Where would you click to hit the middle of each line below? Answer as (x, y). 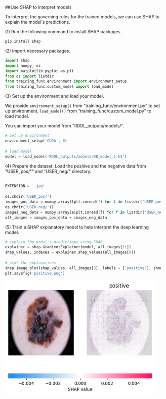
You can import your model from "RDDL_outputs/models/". (65, 126)
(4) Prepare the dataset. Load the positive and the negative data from (76, 166)
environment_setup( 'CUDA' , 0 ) (36, 141)
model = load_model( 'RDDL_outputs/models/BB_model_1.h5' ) (66, 156)
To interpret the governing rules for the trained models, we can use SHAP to (82, 17)
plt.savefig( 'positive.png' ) (35, 273)
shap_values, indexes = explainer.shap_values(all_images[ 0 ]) (70, 252)
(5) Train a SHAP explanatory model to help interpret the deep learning (77, 227)
